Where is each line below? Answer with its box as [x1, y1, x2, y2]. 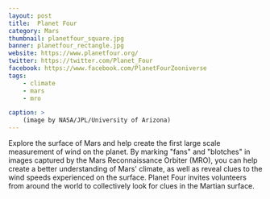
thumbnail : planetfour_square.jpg [8, 34, 125, 43]
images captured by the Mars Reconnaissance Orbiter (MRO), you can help [8, 155, 258, 165]
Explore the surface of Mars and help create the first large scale [8, 139, 221, 147]
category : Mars [8, 27, 60, 35]
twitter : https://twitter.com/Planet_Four [8, 57, 153, 65]
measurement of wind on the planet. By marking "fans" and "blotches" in [8, 147, 251, 156]
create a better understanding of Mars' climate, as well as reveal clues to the [8, 164, 263, 173]
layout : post [8, 11, 52, 20]
